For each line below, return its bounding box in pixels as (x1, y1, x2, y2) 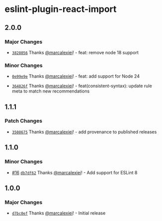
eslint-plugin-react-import (4, 3, 117, 15)
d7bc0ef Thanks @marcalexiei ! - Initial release (11, 210, 106, 216)
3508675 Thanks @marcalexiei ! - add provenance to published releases (11, 128, 157, 135)
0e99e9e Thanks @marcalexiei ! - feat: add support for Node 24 (11, 73, 140, 79)
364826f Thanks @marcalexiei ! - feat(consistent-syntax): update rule (11, 83, 152, 89)
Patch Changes (4, 117, 43, 124)
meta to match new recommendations (11, 88, 90, 94)
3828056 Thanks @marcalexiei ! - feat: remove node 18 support (11, 49, 139, 55)
